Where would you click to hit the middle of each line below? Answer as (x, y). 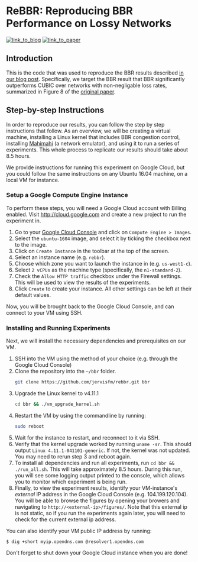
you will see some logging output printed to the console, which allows (100, 475)
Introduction (30, 58)
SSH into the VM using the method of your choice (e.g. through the (96, 358)
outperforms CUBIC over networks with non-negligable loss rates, (87, 85)
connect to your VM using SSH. (44, 312)
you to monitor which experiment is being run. (71, 482)
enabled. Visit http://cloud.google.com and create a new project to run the (96, 214)
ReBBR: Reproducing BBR (69, 11)
